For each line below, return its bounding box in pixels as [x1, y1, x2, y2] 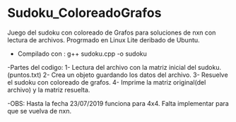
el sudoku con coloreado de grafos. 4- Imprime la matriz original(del [7, 78, 206, 86]
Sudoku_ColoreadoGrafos [7, 5, 162, 21]
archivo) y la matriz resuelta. [7, 85, 90, 94]
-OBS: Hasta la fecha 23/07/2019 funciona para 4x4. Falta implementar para [7, 99, 230, 107]
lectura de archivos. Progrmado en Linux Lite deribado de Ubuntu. [7, 35, 200, 44]
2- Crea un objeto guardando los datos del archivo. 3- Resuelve [42, 71, 228, 79]
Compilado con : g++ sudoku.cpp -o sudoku [17, 49, 147, 58]
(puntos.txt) [7, 71, 42, 79]
